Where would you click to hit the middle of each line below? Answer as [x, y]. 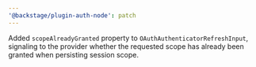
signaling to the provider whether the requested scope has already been [126, 46]
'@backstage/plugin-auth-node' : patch [72, 15]
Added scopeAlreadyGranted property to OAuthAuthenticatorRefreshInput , [128, 38]
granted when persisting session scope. [74, 54]
